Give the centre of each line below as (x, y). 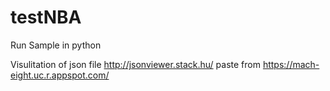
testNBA (46, 17)
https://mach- (291, 64)
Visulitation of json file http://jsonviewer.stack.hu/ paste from (135, 64)
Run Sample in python (56, 45)
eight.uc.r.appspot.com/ (60, 75)
